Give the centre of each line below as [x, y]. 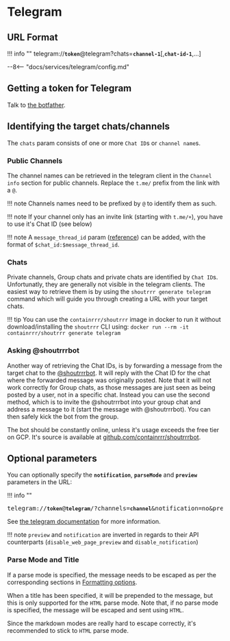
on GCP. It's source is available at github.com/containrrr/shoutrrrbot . [104, 437]
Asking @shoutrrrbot [43, 351]
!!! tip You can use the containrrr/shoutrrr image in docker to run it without [114, 320]
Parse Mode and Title [43, 560]
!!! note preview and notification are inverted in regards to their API [103, 535]
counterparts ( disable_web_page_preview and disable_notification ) [103, 542]
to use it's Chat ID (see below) [50, 224]
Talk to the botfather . [37, 105]
